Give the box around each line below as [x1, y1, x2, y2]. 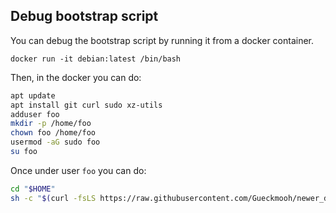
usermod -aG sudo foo [10, 137, 101, 148]
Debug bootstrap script [10, 8, 159, 25]
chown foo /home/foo [10, 128, 97, 138]
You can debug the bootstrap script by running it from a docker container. [10, 34, 315, 46]
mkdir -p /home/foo [10, 119, 92, 129]
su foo [10, 147, 38, 157]
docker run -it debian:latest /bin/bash [10, 54, 182, 64]
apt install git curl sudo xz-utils [10, 100, 163, 110]
